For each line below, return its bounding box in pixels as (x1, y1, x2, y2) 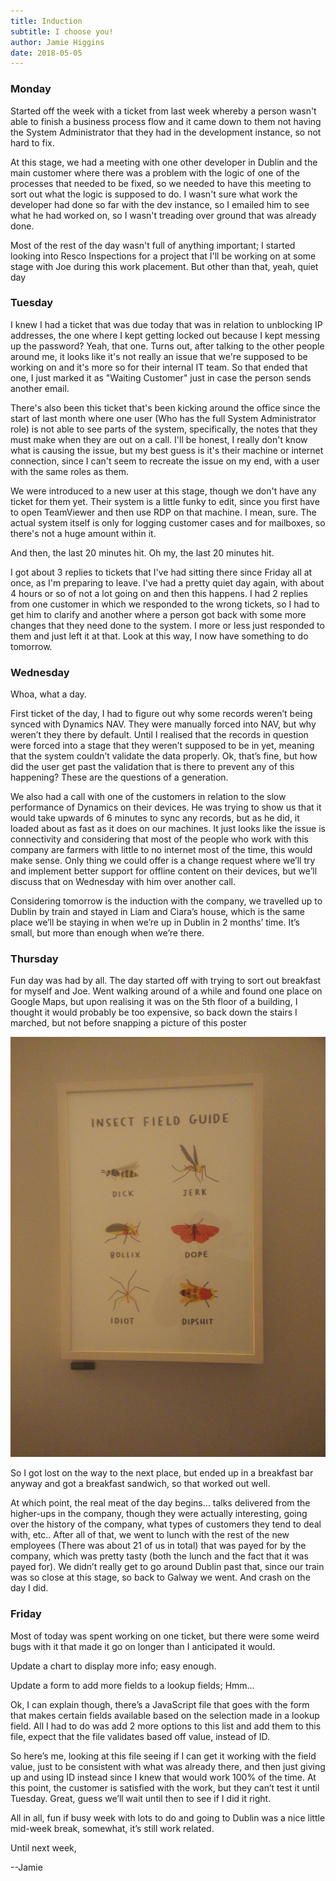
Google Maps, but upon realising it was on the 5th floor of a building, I (10, 996, 298, 1008)
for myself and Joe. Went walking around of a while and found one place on (10, 985, 323, 997)
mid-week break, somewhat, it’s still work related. (10, 1822, 215, 1834)
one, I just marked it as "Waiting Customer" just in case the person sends (10, 371, 312, 384)
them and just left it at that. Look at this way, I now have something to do (10, 630, 309, 642)
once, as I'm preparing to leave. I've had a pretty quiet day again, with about (10, 576, 325, 589)
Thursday (10, 952, 59, 966)
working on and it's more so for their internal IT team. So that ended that (10, 361, 308, 373)
